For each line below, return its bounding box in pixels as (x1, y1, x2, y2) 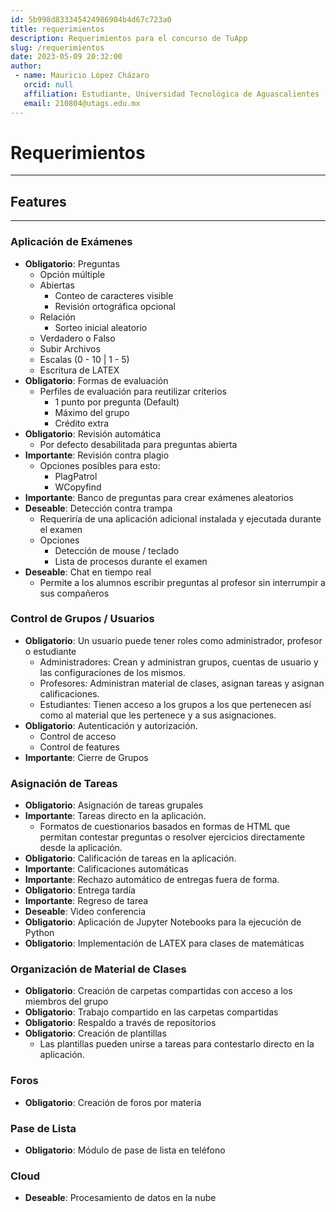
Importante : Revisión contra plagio (24, 449, 170, 461)
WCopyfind (54, 481, 102, 493)
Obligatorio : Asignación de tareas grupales (24, 799, 204, 811)
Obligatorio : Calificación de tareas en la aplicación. (24, 852, 237, 865)
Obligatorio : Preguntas (24, 257, 120, 270)
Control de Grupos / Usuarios (10, 612, 155, 626)
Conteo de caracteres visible (54, 289, 174, 301)
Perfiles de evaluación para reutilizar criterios (39, 385, 227, 397)
